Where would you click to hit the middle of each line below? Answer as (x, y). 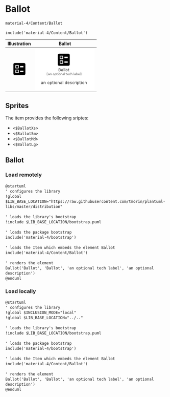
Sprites (17, 106)
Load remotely (24, 175)
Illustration (19, 44)
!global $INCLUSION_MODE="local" (41, 312)
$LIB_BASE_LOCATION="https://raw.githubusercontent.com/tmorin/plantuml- (86, 201)
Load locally (21, 291)
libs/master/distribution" (34, 206)
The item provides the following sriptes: (47, 118)
